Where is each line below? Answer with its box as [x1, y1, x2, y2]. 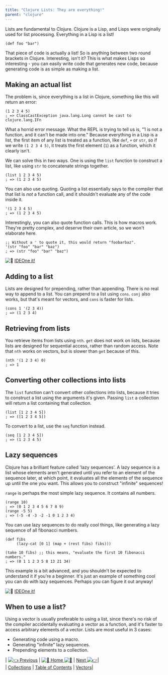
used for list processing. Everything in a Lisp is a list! [5, 31, 114, 37]
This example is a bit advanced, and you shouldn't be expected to [5, 567, 142, 574]
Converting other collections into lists [5, 376, 126, 385]
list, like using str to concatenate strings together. [5, 163, 109, 169]
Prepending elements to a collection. [12, 647, 89, 653]
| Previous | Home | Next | [5, 657, 99, 663]
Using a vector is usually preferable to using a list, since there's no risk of [5, 616, 157, 622]
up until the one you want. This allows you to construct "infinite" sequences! [5, 480, 163, 486]
